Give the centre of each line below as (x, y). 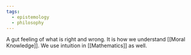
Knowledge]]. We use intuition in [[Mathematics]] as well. (77, 46)
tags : (13, 12)
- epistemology (31, 17)
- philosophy (28, 22)
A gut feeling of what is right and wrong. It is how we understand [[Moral (96, 40)
